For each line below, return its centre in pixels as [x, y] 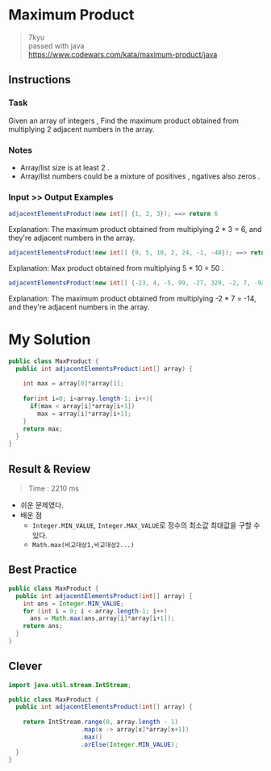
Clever [25, 666]
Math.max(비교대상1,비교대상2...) [83, 546]
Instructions [40, 80]
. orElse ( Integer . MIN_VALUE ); [129, 744]
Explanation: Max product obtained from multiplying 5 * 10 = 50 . [116, 268]
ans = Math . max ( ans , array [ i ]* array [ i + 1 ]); [102, 619]
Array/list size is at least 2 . [65, 167]
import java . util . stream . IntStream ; [70, 685]
